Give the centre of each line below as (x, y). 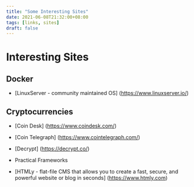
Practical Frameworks (41, 160)
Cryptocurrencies (40, 112)
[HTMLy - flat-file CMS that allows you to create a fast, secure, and (96, 172)
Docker (20, 79)
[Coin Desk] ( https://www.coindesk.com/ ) (66, 126)
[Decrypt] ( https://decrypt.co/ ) (52, 149)
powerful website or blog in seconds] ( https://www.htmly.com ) (91, 178)
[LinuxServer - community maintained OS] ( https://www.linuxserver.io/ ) (102, 93)
